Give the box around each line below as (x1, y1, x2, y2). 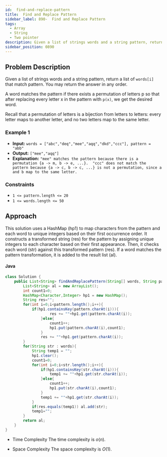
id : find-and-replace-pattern (5, 7, 70, 12)
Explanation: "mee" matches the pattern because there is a (12, 155, 138, 161)
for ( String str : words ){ (23, 344, 77, 349)
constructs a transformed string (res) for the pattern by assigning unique (5, 235, 154, 242)
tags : (5, 21, 16, 26)
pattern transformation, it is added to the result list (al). (5, 251, 117, 257)
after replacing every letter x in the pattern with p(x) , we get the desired (5, 96, 153, 102)
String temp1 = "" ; (31, 349, 72, 354)
